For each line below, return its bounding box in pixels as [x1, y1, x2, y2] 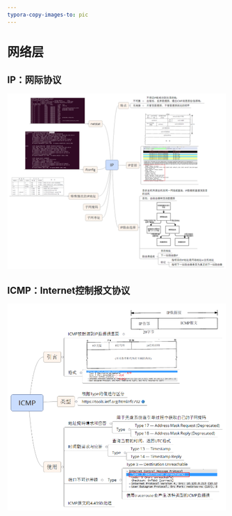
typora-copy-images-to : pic [7, 11, 89, 18]
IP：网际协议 [7, 74, 62, 86]
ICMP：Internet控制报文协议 [7, 284, 131, 296]
